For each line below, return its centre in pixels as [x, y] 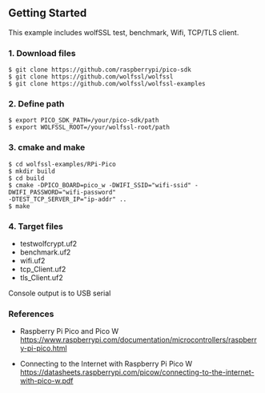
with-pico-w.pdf [46, 381]
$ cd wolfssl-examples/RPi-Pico [62, 164]
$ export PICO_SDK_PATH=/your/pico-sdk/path [84, 120]
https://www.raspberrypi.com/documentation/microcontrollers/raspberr [139, 340]
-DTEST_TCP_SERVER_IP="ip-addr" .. [68, 199]
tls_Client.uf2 [42, 278]
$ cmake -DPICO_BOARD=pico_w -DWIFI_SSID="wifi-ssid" [100, 185]
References [31, 314]
